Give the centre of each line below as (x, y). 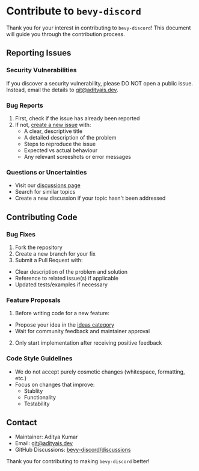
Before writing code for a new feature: (62, 313)
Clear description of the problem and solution (71, 271)
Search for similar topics (45, 192)
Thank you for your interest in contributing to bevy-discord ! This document (99, 28)
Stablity (33, 391)
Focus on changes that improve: (55, 384)
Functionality (40, 397)
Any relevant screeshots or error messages (77, 156)
